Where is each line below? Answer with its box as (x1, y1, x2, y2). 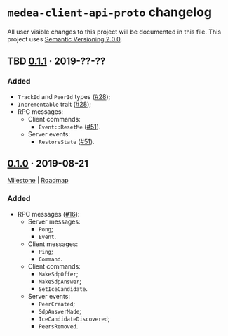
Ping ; (38, 247, 54, 255)
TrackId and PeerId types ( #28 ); (17, 92, 111, 101)
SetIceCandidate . (38, 284, 88, 292)
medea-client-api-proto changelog (7, 4, 213, 20)
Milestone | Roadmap (7, 176, 69, 185)
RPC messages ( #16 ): (17, 209, 80, 218)
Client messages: (27, 240, 79, 248)
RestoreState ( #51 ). (38, 137, 95, 146)
